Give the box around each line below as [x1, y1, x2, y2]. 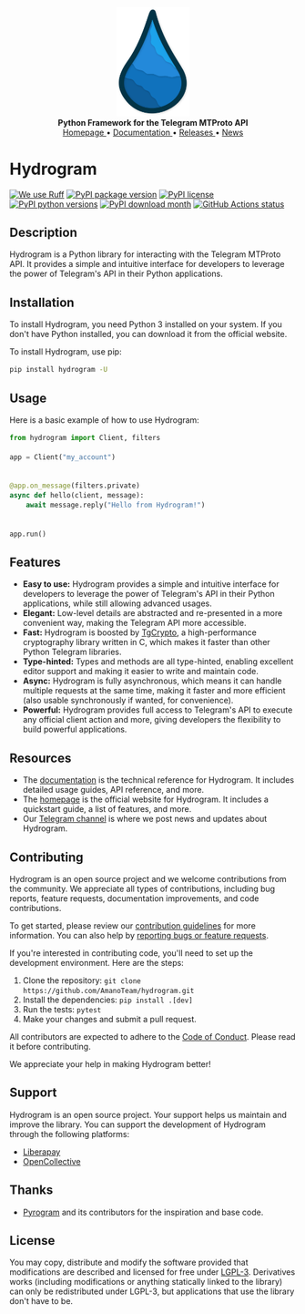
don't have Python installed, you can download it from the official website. [9, 329, 288, 340]
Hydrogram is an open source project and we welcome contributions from [9, 874, 287, 885]
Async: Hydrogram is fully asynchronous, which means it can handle [22, 675, 282, 686]
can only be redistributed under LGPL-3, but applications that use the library [9, 1286, 295, 1297]
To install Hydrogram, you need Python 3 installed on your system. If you [9, 319, 282, 330]
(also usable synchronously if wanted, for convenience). [22, 695, 234, 706]
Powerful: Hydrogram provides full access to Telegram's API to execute [22, 704, 293, 715]
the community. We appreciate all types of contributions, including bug [9, 883, 276, 895]
